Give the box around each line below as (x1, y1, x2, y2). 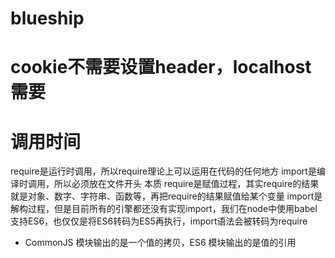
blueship (10, 7, 85, 30)
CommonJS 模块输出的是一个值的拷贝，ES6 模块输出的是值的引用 (24, 237, 297, 249)
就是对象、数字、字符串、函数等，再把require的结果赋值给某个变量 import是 (10, 190, 323, 202)
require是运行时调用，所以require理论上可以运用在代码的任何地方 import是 (10, 165, 317, 177)
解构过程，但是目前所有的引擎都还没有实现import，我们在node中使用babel (10, 203, 318, 215)
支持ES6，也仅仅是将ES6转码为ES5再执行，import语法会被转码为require (10, 215, 308, 227)
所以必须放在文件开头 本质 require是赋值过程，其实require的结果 (53, 178, 320, 190)
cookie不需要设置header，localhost (10, 56, 312, 79)
